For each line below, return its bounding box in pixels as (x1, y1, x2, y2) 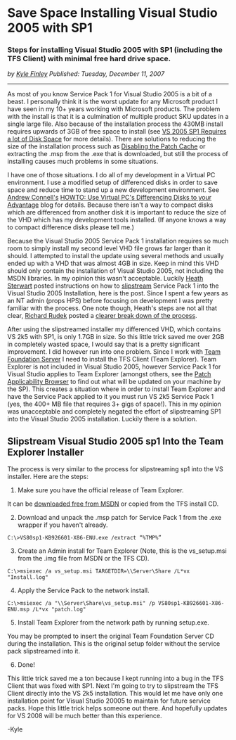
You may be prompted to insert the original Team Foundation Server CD (7, 632, 214, 641)
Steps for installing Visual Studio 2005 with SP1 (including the (7, 45, 223, 55)
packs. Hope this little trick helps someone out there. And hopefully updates (7, 704, 228, 713)
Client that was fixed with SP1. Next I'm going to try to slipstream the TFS (7, 682, 219, 690)
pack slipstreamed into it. (7, 647, 81, 656)
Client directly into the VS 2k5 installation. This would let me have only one (7, 689, 223, 698)
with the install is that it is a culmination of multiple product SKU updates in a (7, 113, 229, 121)
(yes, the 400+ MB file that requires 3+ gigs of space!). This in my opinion (7, 400, 221, 409)
